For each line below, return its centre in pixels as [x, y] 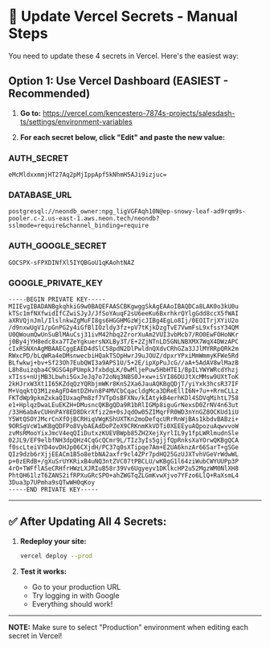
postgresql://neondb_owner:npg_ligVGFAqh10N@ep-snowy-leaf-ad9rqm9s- [127, 212]
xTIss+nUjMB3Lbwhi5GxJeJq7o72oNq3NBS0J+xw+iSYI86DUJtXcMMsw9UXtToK [124, 377]
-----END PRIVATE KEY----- [53, 489]
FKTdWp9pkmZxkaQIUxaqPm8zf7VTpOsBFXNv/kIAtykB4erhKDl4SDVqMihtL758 [124, 398]
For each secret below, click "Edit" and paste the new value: [123, 137]
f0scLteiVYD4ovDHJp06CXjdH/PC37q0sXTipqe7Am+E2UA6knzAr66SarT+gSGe [124, 447]
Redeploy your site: [53, 541]
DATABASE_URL [40, 195]
